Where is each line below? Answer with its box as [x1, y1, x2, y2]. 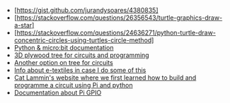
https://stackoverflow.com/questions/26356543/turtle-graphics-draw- [16, 13, 223, 22]
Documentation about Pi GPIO [13, 88, 102, 97]
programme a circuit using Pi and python [13, 81, 133, 89]
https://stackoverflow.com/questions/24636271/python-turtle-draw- [16, 28, 216, 37]
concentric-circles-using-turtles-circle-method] [13, 36, 154, 44]
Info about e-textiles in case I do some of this [13, 66, 146, 74]
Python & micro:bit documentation [13, 44, 114, 51]
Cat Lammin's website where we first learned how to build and [13, 73, 197, 82]
